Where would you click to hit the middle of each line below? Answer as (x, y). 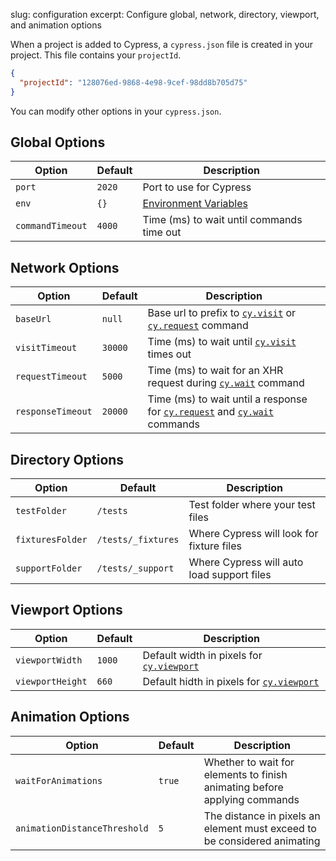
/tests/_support (135, 568)
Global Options (58, 142)
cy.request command (198, 326)
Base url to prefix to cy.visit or (222, 313)
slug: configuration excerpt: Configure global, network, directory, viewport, (165, 14)
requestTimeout (51, 377)
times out (169, 354)
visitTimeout (46, 348)
